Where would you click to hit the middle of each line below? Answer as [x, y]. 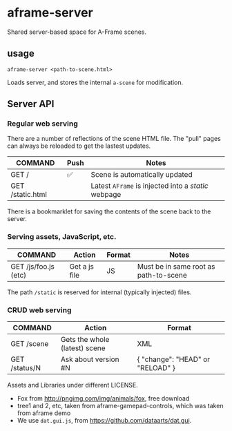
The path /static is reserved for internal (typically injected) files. [99, 292]
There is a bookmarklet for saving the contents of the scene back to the [109, 211]
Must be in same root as [176, 266]
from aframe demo [44, 413]
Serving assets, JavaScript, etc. [62, 237]
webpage [106, 195]
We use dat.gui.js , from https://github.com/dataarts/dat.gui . [104, 421]
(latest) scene [83, 348]
